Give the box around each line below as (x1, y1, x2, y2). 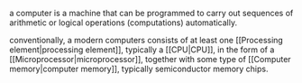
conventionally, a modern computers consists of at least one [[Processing (9, 35, 284, 45)
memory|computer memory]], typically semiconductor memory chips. (9, 63, 269, 74)
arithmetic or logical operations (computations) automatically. (9, 17, 238, 28)
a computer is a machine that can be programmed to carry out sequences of (9, 8, 294, 18)
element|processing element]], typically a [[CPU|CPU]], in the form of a (9, 44, 275, 55)
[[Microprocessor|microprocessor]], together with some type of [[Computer (9, 54, 291, 64)
